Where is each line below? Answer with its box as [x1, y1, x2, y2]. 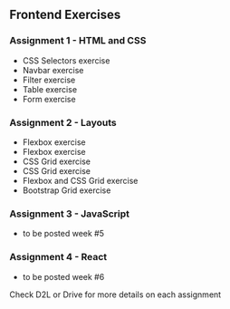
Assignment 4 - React [9, 251, 108, 264]
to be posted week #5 [22, 228, 105, 239]
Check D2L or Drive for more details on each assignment [9, 289, 222, 300]
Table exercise [22, 83, 78, 94]
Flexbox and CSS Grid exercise [22, 175, 139, 186]
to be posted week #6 [22, 271, 105, 282]
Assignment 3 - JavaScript [9, 208, 129, 220]
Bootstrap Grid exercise [22, 185, 111, 196]
